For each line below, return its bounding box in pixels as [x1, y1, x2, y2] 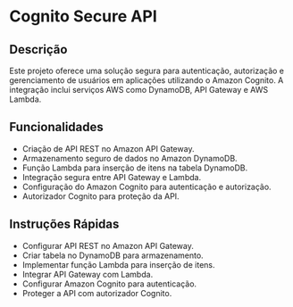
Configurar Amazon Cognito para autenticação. [21, 278, 197, 289]
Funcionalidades [9, 120, 105, 135]
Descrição [9, 42, 68, 57]
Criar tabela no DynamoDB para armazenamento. [21, 250, 204, 261]
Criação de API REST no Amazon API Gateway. [21, 143, 195, 153]
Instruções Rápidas [9, 217, 120, 232]
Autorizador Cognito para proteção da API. [21, 190, 180, 202]
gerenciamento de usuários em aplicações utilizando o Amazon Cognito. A [9, 75, 284, 86]
